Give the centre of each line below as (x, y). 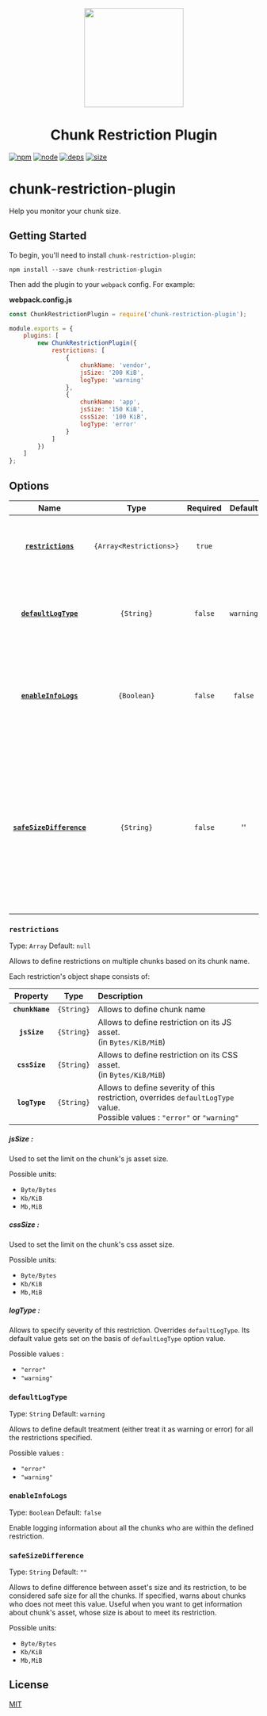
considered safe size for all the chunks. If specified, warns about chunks (128, 1596)
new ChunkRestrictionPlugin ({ (87, 343)
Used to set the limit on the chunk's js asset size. (89, 1159)
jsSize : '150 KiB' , (112, 410)
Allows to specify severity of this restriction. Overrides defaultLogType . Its (130, 1330)
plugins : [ (41, 336)
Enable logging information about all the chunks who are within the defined (132, 1527)
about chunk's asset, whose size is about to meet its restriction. (113, 1613)
